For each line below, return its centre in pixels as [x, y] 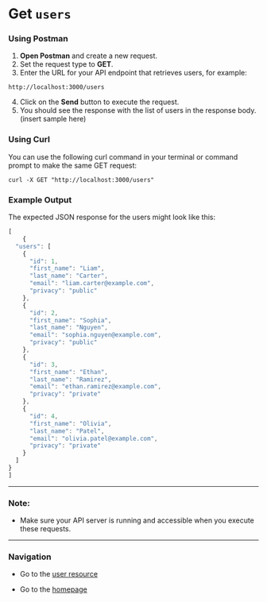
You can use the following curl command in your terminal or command [123, 156]
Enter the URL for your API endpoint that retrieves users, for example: [133, 73]
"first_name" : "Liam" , [67, 268]
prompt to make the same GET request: [73, 165]
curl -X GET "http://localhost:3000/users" [81, 179]
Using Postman [39, 39]
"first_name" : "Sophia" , [70, 320]
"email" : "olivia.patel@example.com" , [93, 438]
